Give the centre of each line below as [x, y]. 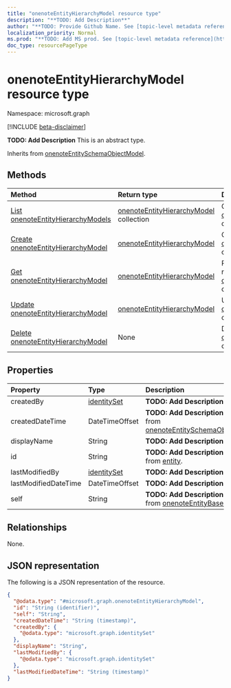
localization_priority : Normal [52, 33]
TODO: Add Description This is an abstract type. [76, 140]
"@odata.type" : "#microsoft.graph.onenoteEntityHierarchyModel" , [109, 601]
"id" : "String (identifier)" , [56, 607]
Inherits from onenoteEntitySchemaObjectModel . [76, 153]
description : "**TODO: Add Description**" [69, 20]
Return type [138, 194]
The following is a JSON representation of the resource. [86, 583]
